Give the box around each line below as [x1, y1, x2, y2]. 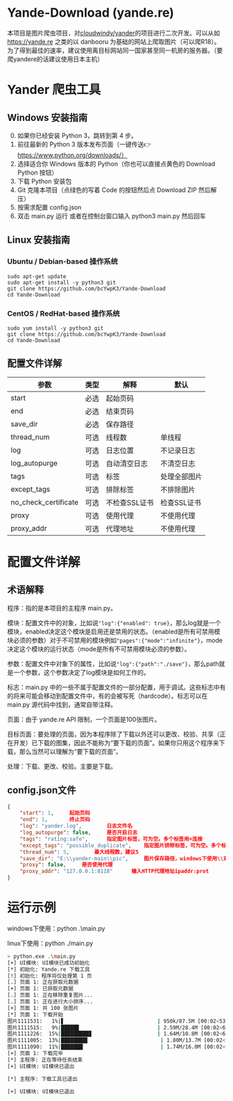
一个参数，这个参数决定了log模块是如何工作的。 [12, 668, 150, 676]
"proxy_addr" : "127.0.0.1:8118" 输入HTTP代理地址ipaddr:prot [19, 868, 209, 875]
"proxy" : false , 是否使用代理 [19, 861, 113, 869]
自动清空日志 [105, 458, 148, 468]
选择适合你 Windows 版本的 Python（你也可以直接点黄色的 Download [17, 159, 216, 168]
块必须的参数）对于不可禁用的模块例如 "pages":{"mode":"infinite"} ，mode [7, 636, 223, 644]
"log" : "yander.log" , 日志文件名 [19, 823, 133, 830]
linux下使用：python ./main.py [7, 939, 94, 947]
